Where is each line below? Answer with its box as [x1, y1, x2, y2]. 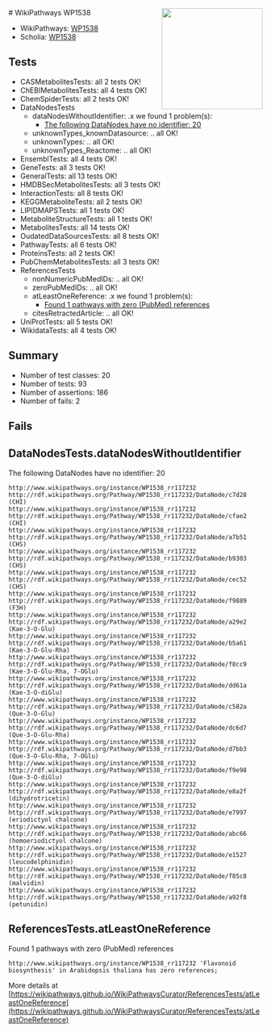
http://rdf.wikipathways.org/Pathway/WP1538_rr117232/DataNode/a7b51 [8, 533, 248, 541]
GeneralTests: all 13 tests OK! [19, 171, 118, 181]
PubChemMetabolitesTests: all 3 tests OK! [19, 257, 160, 266]
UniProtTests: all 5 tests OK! [19, 316, 113, 326]
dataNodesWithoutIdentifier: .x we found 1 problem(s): [31, 111, 212, 120]
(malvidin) [8, 879, 45, 887]
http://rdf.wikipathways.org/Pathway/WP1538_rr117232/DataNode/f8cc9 [8, 660, 248, 668]
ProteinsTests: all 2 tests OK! [19, 248, 115, 257]
